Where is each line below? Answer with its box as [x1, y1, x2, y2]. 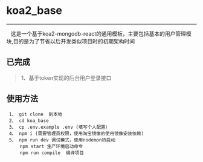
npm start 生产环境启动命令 [19, 143, 83, 149]
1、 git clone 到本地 [8, 111, 62, 117]
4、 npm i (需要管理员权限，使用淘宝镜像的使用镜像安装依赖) [8, 131, 144, 137]
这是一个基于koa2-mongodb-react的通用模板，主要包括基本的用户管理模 [10, 30, 192, 37]
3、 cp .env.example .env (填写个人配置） [8, 124, 111, 130]
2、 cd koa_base [8, 117, 50, 124]
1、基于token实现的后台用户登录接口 [21, 74, 112, 82]
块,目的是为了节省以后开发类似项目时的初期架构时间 [6, 37, 135, 45]
